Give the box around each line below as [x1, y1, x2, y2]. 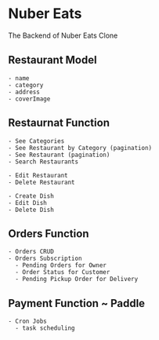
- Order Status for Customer [15, 269, 110, 276]
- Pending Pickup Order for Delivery [15, 276, 139, 283]
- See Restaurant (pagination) [8, 151, 110, 159]
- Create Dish [8, 192, 55, 200]
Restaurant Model [8, 53, 97, 67]
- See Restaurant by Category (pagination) [8, 144, 153, 152]
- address [8, 88, 41, 96]
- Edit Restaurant [8, 171, 68, 179]
